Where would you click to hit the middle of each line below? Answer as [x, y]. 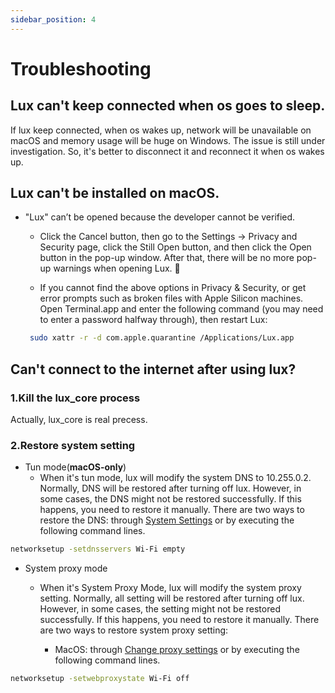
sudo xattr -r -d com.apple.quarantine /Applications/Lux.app [162, 338]
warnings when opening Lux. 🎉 [117, 268]
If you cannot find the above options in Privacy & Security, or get [173, 288]
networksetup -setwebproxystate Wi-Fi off [100, 679]
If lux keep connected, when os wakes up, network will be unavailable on [161, 130]
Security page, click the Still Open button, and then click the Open [175, 247]
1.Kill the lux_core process [75, 398]
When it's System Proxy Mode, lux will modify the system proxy [170, 588]
